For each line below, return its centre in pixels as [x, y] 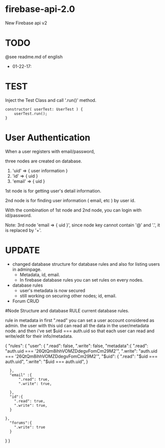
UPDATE [23, 250]
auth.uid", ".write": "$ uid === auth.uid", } [47, 362]
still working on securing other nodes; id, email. [68, 296]
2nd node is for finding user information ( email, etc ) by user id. [70, 200]
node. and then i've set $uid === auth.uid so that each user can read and [80, 331]
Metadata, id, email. [40, 275]
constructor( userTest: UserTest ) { [44, 109]
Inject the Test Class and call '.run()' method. [51, 100]
